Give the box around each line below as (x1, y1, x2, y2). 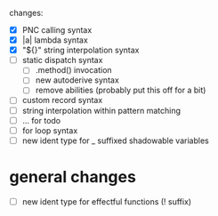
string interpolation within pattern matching (21, 105, 181, 116)
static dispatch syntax (21, 55, 103, 66)
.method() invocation (35, 65, 113, 76)
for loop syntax (21, 124, 78, 136)
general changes (9, 166, 136, 187)
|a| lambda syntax (21, 35, 89, 45)
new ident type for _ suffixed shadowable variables (21, 135, 209, 146)
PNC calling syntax (21, 25, 93, 35)
